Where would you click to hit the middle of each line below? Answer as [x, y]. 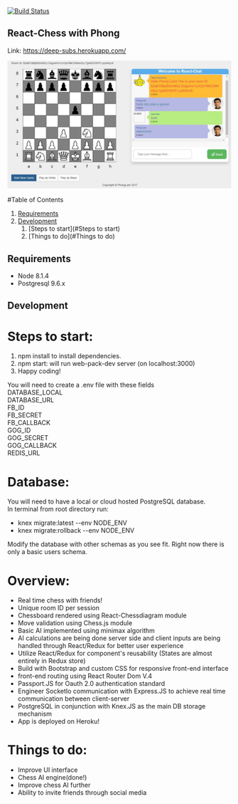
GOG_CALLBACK [32, 446]
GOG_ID [19, 430]
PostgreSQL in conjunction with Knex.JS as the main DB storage [112, 706]
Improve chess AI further [54, 785]
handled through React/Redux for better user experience [101, 646]
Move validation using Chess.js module [75, 623]
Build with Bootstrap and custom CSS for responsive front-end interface [123, 669]
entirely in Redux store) [52, 661]
